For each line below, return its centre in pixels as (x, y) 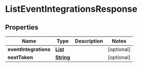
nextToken (20, 57)
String (63, 57)
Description (89, 41)
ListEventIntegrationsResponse (71, 9)
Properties (22, 27)
